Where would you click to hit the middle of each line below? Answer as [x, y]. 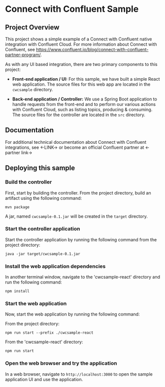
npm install [17, 291]
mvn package [17, 207]
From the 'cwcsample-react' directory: [44, 342]
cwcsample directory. [33, 89]
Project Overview [32, 27]
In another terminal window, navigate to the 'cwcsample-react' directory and [83, 277]
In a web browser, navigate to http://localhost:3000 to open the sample [79, 374]
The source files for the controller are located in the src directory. [79, 115]
